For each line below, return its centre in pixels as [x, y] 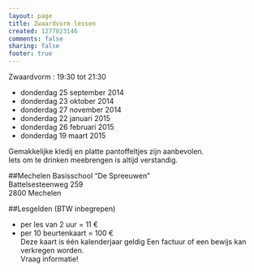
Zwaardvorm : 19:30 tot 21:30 [58, 77]
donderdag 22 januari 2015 [65, 118]
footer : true [30, 54]
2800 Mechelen [35, 193]
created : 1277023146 [43, 31]
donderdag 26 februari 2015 [67, 127]
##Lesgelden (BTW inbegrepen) [62, 209]
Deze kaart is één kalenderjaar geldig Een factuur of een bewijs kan [133, 242]
